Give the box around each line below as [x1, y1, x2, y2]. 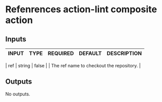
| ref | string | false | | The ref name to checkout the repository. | [5, 63, 141, 68]
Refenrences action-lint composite [5, 4, 157, 15]
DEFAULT [79, 50, 102, 57]
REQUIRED [48, 50, 74, 57]
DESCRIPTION [106, 50, 142, 57]
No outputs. [5, 91, 30, 97]
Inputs [5, 35, 27, 43]
